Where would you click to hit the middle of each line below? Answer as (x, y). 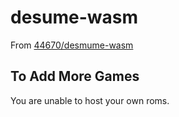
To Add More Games (75, 76)
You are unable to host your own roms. (90, 100)
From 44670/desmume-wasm (72, 45)
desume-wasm (74, 17)
